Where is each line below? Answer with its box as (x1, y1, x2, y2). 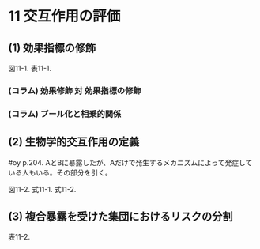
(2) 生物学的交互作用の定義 (8, 135, 140, 149)
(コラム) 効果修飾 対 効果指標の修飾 (8, 85, 141, 96)
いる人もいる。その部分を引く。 (8, 168, 112, 177)
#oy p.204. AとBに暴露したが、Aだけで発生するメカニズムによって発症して (8, 157, 253, 167)
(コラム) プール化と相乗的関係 (8, 108, 122, 119)
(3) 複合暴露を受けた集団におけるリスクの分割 (8, 210, 233, 224)
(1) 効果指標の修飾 (8, 41, 96, 55)
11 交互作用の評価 (8, 7, 121, 25)
